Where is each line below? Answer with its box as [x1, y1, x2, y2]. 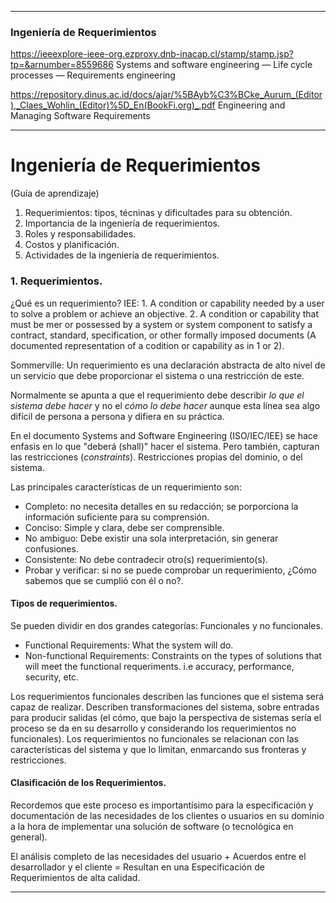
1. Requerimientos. [10, 274, 103, 288]
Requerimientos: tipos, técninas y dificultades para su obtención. [24, 207, 293, 219]
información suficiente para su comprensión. [24, 511, 210, 523]
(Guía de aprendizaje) [10, 187, 100, 200]
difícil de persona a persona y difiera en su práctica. [10, 410, 225, 422]
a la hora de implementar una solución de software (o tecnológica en [10, 820, 294, 832]
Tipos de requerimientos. [10, 597, 118, 610]
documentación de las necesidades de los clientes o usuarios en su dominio [10, 809, 325, 821]
